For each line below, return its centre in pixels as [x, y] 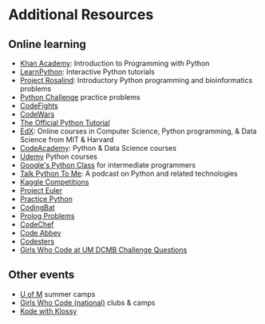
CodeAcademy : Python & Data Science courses [98, 148]
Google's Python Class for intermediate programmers [108, 165]
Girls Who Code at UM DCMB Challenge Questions [103, 250]
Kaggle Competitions [54, 182]
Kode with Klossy [48, 311]
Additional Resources [81, 15]
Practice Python [46, 199]
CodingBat [37, 207]
